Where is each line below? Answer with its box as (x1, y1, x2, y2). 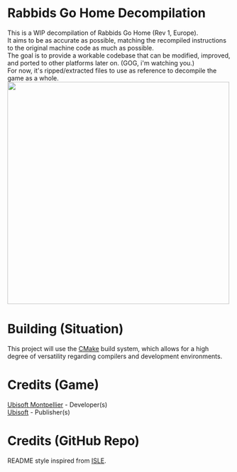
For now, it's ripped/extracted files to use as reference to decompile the (7, 66, 217, 75)
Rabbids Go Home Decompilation (7, 5, 206, 21)
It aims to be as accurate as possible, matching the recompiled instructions (7, 36, 227, 44)
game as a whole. (7, 73, 59, 82)
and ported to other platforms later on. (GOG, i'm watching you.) (7, 58, 195, 67)
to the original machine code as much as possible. (7, 43, 155, 52)
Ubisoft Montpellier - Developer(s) (7, 400, 108, 409)
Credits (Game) (7, 377, 99, 393)
